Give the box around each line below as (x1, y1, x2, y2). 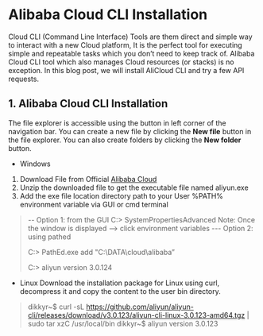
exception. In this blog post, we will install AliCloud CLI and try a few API (8, 65, 245, 75)
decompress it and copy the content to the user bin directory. (19, 286, 221, 295)
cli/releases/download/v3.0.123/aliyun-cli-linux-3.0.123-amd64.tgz (27, 310, 246, 319)
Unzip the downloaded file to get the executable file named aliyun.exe (19, 183, 249, 192)
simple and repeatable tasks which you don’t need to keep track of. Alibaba (8, 48, 255, 58)
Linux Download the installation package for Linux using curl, (19, 278, 220, 288)
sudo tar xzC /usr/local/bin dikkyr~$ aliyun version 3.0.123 (27, 319, 219, 328)
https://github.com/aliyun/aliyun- (86, 302, 195, 311)
